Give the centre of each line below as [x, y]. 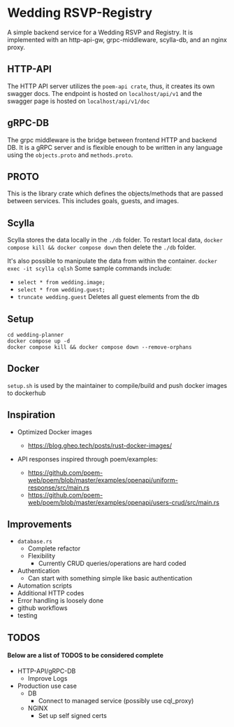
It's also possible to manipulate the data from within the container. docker [112, 261]
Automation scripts [44, 586]
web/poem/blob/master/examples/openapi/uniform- [103, 480]
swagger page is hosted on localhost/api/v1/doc [79, 101]
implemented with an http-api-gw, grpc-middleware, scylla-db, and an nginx [117, 39]
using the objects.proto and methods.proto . [70, 155]
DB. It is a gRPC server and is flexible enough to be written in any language [115, 147]
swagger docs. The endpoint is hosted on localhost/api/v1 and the [105, 93]
